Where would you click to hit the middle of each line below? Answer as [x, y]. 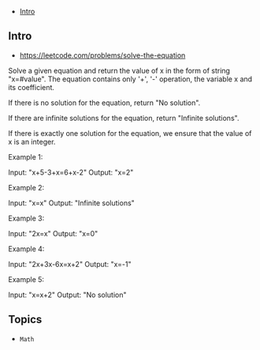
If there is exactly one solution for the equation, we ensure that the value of [130, 133]
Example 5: [26, 279]
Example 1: [26, 156]
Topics [25, 320]
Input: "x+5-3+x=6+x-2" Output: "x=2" [71, 172]
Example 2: [26, 187]
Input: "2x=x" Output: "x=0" [53, 233]
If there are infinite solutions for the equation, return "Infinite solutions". [124, 118]
